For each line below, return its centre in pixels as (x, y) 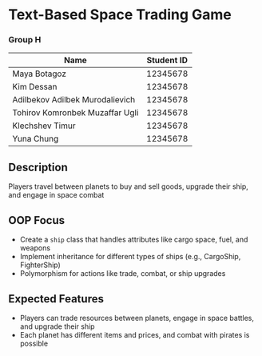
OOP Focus (37, 220)
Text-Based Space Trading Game (120, 15)
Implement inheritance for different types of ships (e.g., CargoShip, (130, 257)
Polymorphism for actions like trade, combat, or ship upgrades (123, 274)
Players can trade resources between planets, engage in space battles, (137, 318)
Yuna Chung (36, 139)
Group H (25, 40)
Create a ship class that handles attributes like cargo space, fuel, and (134, 240)
